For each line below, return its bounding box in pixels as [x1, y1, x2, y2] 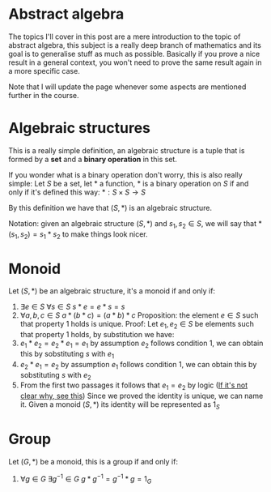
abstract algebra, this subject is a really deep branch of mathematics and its [8, 40, 261, 49]
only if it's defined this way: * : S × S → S [8, 187, 146, 197]
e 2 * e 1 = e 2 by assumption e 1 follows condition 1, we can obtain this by [19, 359, 257, 371]
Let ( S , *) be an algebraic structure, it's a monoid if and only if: [8, 286, 216, 296]
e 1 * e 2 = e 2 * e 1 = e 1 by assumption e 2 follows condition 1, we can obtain [19, 338, 264, 349]
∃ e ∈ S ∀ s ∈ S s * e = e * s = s [19, 302, 125, 312]
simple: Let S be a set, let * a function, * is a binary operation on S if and [8, 178, 249, 188]
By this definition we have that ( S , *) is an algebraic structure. [8, 203, 213, 212]
